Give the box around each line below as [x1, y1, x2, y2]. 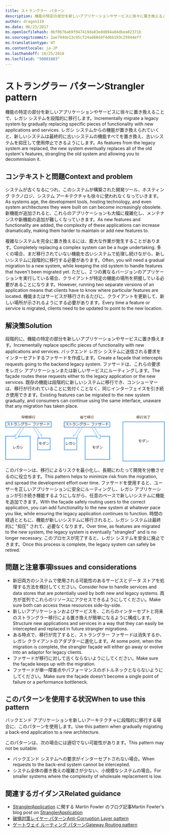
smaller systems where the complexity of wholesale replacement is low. [12, 773, 162, 779]
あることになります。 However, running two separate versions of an [14, 282, 154, 288]
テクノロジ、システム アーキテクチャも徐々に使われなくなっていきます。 [11, 193, 161, 199]
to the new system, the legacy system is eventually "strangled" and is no [5, 528, 157, 535]
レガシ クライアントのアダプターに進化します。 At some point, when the [12, 638, 162, 644]
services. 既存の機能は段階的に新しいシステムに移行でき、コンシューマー [5, 379, 158, 385]
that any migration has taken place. [5, 403, 78, 409]
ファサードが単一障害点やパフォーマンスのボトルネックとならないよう [12, 667, 159, 673]
